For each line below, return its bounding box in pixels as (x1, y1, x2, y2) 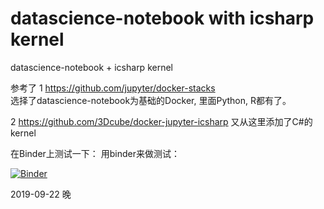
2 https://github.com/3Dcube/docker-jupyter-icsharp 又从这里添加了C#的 (10, 115, 313, 127)
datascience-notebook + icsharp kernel (10, 61, 173, 73)
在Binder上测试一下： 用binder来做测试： (10, 147, 181, 159)
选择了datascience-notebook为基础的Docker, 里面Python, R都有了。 (10, 94, 292, 106)
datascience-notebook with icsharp (10, 7, 315, 30)
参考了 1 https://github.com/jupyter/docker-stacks (10, 82, 216, 94)
